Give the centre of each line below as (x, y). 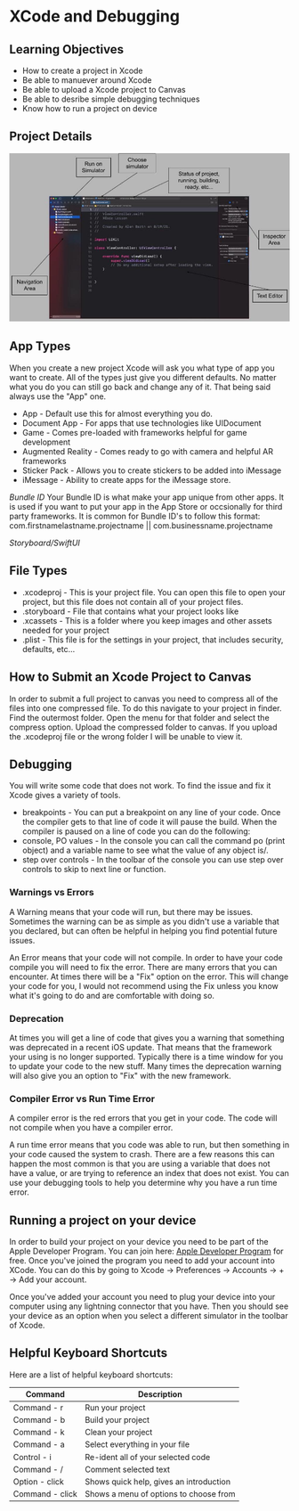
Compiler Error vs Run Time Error (82, 1099)
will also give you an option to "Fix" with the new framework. (120, 1075)
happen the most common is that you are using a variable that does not (140, 1164)
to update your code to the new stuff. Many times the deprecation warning (145, 1066)
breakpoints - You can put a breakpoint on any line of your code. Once (151, 813)
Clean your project (118, 1433)
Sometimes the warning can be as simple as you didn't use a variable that (145, 921)
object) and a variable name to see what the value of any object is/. (145, 850)
